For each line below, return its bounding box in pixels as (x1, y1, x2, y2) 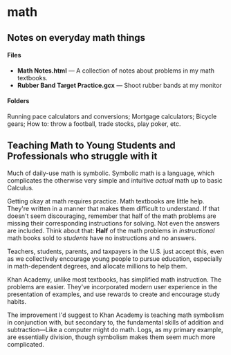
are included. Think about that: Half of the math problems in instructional (7, 226, 215, 235)
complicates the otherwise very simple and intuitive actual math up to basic (7, 176, 223, 184)
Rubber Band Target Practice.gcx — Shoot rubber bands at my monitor (17, 81, 223, 89)
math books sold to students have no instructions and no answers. (7, 233, 196, 242)
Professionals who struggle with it (7, 150, 158, 163)
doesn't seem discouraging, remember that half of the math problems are (7, 212, 216, 220)
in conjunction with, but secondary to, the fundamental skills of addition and (7, 318, 223, 326)
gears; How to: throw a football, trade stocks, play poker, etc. (7, 119, 181, 128)
